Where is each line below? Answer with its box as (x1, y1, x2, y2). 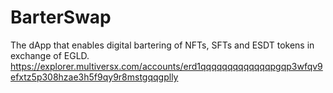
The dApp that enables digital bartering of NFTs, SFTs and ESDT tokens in (10, 39, 315, 51)
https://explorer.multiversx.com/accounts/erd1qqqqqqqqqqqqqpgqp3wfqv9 (10, 60, 323, 72)
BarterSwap (10, 6, 112, 29)
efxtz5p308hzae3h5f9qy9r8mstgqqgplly (10, 71, 179, 83)
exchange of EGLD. (10, 49, 90, 61)
